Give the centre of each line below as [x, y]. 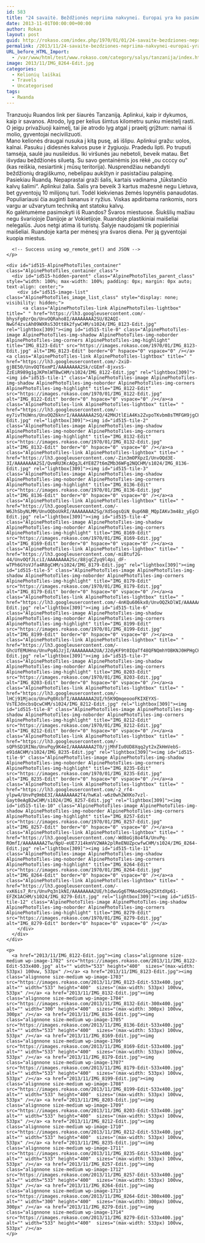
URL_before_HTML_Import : [38, 52]
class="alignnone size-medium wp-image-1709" [65, 1105]
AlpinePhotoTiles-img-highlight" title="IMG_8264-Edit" [79, 865]
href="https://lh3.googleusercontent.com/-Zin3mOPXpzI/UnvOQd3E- [91, 458]
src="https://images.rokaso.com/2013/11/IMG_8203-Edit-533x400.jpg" [95, 1110]
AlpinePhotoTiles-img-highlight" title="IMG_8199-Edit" [79, 624]
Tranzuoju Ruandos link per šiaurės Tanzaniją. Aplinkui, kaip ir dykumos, [97, 114]
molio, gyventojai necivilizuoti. [44, 134]
